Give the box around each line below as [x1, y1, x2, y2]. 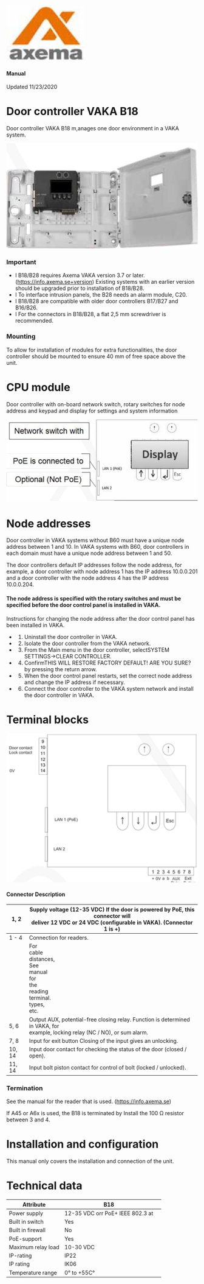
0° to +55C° [64, 1269, 95, 1276]
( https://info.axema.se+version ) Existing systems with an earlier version [15, 278, 195, 286]
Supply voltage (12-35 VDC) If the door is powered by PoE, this [29, 906, 195, 913]
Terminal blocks [6, 713, 89, 727]
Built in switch [8, 1218, 44, 1226]
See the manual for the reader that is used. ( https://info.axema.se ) [6, 1098, 172, 1105]
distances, [29, 956, 55, 963]
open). [29, 1052, 46, 1059]
